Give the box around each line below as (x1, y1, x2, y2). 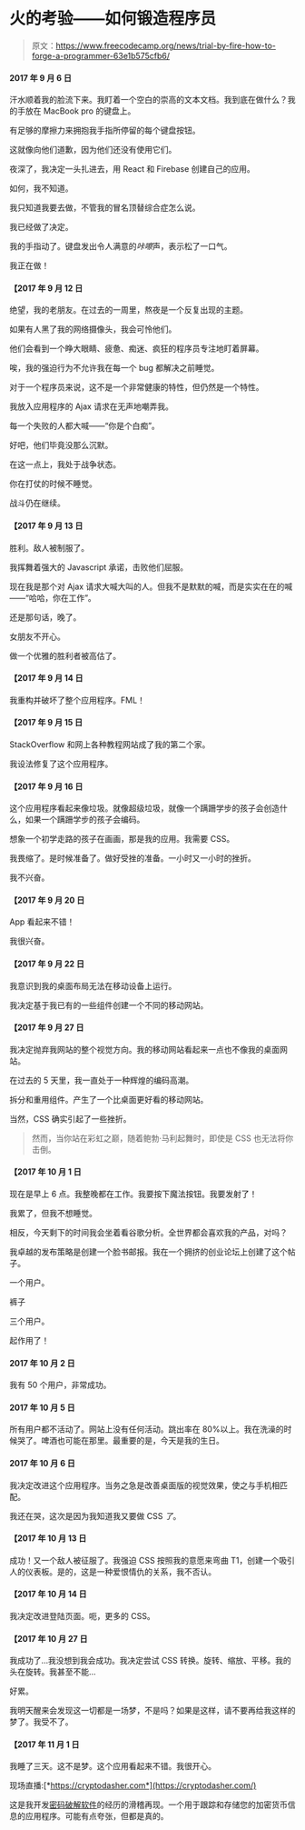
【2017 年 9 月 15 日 (9, 717, 84, 728)
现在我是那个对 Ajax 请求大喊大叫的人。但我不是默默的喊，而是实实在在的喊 (9, 581, 293, 592)
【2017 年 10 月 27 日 (9, 1633, 88, 1644)
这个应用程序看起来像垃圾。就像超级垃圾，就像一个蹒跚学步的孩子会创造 (9, 803, 280, 814)
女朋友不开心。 (9, 631, 65, 642)
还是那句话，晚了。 (9, 611, 82, 623)
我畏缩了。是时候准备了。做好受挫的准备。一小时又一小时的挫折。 (9, 853, 256, 864)
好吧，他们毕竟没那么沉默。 (9, 440, 113, 451)
